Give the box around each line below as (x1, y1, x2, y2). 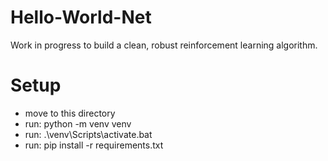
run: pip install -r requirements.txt (24, 139, 164, 151)
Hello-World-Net (10, 6, 152, 29)
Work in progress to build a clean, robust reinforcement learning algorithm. (10, 39, 318, 51)
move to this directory (24, 107, 116, 119)
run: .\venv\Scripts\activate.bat (24, 128, 153, 140)
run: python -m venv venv (24, 117, 132, 130)
